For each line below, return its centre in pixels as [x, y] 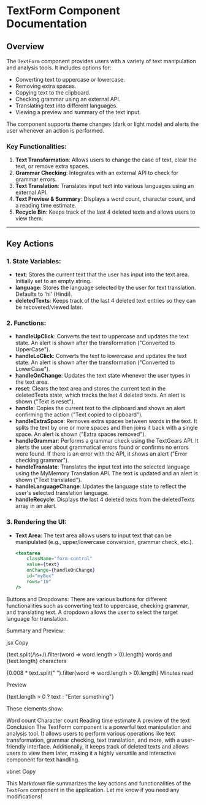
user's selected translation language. [62, 493]
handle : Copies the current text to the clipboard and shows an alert [100, 408]
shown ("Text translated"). [48, 480]
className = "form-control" [60, 559]
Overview [25, 46]
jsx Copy [17, 642]
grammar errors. [36, 179]
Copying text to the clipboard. [53, 92]
